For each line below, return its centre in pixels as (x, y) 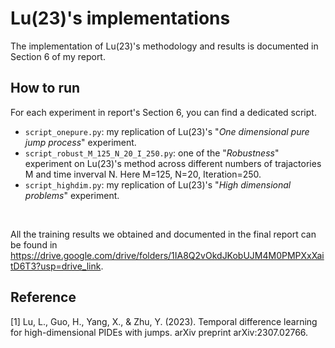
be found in (34, 244)
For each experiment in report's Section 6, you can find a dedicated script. (163, 112)
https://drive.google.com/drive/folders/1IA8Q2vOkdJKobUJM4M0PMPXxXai (167, 255)
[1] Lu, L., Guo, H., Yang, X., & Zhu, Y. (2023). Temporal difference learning (164, 321)
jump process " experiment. (80, 142)
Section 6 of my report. (58, 56)
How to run (45, 88)
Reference (43, 297)
